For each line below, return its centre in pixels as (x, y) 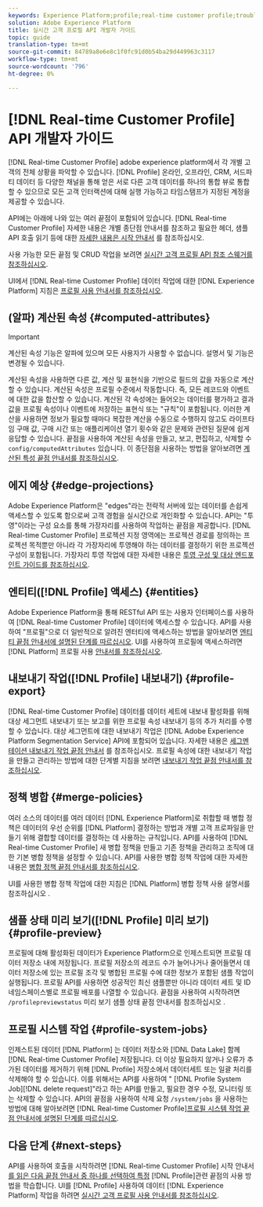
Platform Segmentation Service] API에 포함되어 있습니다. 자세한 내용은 (118, 741)
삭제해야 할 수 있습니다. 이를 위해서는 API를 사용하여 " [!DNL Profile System (125, 1079)
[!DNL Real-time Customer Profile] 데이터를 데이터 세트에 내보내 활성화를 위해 (129, 711)
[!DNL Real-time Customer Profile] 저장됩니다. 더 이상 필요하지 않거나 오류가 (127, 1059)
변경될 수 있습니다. (36, 363)
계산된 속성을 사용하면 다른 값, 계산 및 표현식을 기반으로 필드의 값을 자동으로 (124, 380)
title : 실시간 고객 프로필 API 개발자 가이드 (72, 30)
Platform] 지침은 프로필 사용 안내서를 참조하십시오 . (86, 291)
